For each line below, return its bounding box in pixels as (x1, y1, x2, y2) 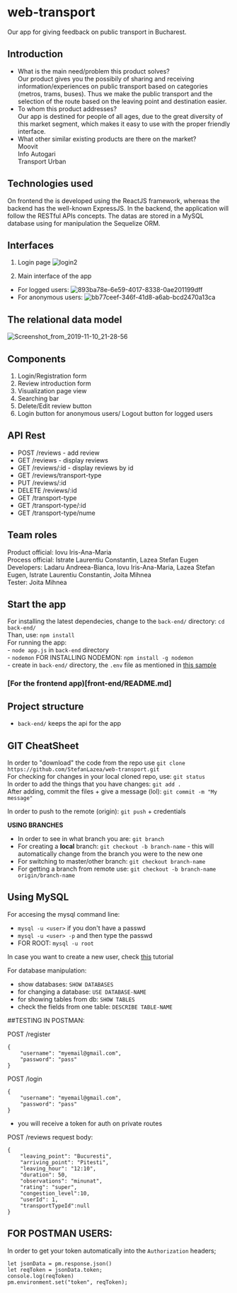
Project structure (7, 700, 84, 712)
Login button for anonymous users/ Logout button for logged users (17, 410, 214, 417)
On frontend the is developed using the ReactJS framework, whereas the (7, 196, 221, 205)
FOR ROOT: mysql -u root (17, 939, 94, 947)
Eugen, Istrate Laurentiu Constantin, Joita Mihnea (7, 570, 152, 579)
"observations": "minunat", (20, 1177, 103, 1185)
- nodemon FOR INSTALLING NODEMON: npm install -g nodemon (7, 654, 194, 662)
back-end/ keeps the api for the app (17, 719, 122, 728)
